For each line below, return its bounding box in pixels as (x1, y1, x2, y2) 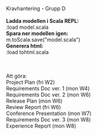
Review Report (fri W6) (6, 104, 61, 110)
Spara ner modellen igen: (6, 30, 69, 37)
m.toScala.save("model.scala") (6, 36, 81, 43)
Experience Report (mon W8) (6, 123, 77, 129)
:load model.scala (6, 23, 49, 31)
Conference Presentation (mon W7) (6, 110, 92, 117)
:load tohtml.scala (6, 49, 49, 55)
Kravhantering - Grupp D (6, 5, 66, 12)
